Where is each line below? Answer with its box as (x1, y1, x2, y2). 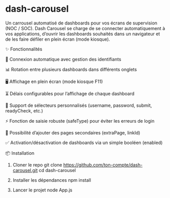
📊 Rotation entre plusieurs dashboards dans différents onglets (5, 66, 137, 72)
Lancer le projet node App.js (12, 187, 72, 193)
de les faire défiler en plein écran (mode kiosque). (5, 36, 110, 42)
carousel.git (12, 167, 38, 173)
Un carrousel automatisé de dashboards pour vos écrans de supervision (5, 20, 157, 26)
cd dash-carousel (38, 167, 76, 173)
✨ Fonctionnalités (5, 46, 42, 52)
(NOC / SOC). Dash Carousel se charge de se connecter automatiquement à (5, 25, 165, 31)
